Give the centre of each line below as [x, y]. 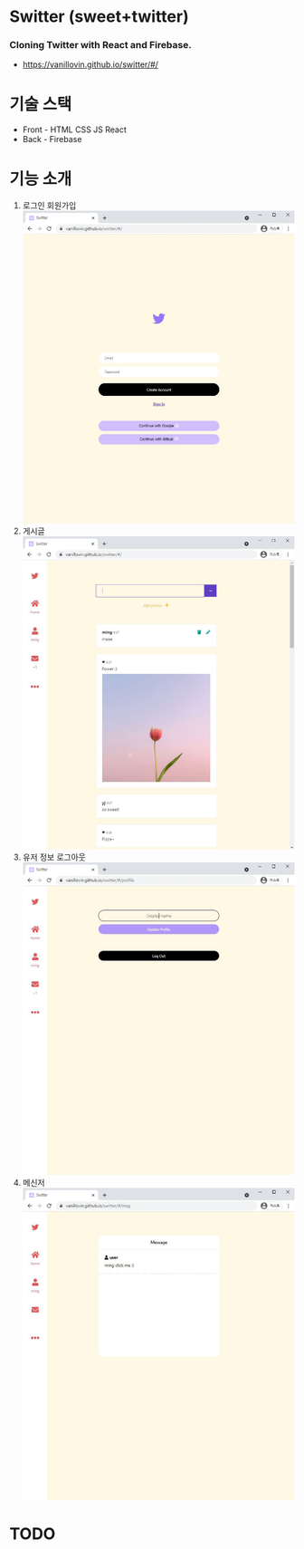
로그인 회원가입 [49, 206]
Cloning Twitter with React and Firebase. [100, 45]
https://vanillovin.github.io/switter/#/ [90, 64]
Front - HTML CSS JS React [74, 130]
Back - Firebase [52, 140]
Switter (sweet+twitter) [99, 17]
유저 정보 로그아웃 [54, 857]
